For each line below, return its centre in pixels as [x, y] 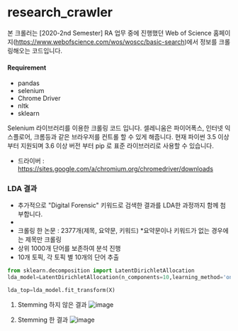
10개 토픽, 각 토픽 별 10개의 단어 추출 [68, 257]
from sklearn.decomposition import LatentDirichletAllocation [101, 271]
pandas [29, 83]
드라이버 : [31, 161]
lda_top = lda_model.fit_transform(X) [61, 291]
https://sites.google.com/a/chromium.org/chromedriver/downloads [115, 169]
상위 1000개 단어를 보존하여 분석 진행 [69, 249]
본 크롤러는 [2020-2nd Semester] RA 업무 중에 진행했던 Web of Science [109, 33]
